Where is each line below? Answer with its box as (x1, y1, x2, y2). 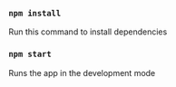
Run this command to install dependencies (8, 26, 168, 37)
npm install (8, 8, 62, 18)
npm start (8, 49, 52, 60)
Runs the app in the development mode (8, 67, 156, 78)
